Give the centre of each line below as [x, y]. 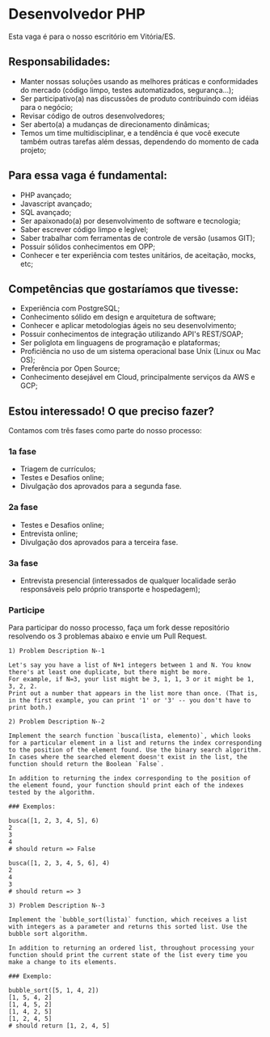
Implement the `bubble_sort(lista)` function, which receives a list [128, 920]
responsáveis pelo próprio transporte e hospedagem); [110, 589]
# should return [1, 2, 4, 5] [59, 1026]
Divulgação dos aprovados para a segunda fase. [101, 487]
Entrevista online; [49, 533]
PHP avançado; [46, 195]
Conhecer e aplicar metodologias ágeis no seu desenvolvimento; [128, 326]
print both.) [30, 708]
